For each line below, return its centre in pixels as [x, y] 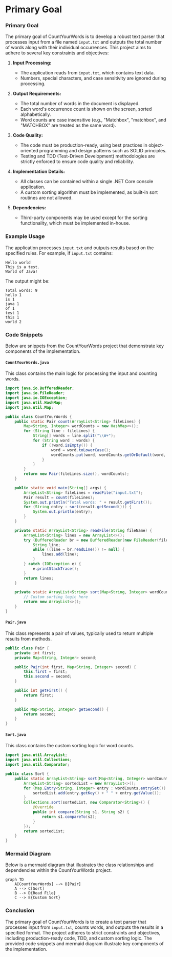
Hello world [18, 263]
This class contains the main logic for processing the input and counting [81, 373]
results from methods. [29, 639]
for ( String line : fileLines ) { [59, 431]
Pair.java [16, 622]
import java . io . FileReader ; [35, 393]
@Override [43, 807]
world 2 [14, 322]
